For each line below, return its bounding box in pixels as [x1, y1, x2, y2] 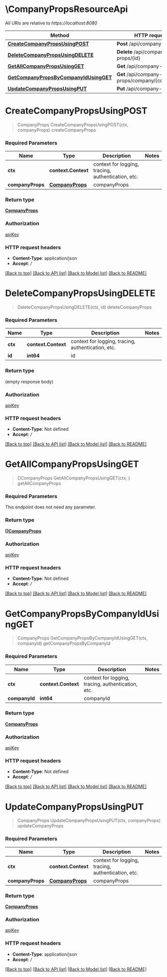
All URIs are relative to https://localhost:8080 [5, 20, 97, 26]
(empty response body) [5, 378, 54, 385]
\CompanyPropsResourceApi [5, 3, 128, 15]
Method [50, 31, 70, 38]
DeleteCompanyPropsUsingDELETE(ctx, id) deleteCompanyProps [17, 304, 152, 310]
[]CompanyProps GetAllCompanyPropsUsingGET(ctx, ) [17, 475, 130, 481]
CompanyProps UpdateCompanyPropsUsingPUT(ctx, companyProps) [17, 817, 161, 824]
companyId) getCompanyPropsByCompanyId [17, 640, 111, 647]
